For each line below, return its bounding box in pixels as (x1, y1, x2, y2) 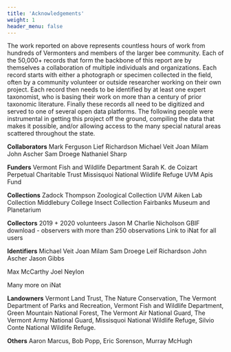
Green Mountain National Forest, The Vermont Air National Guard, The (7, 309, 206, 317)
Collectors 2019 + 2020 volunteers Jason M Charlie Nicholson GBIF (7, 219, 200, 228)
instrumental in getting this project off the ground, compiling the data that (7, 115, 215, 123)
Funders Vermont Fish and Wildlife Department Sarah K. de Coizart (7, 163, 198, 172)
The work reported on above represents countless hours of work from (7, 42, 206, 50)
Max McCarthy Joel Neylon (7, 267, 85, 276)
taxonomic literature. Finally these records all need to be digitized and (7, 100, 205, 109)
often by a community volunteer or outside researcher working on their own (7, 78, 221, 87)
